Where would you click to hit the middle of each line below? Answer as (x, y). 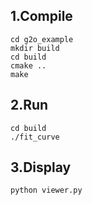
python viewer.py (46, 190)
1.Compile (41, 16)
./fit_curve (35, 137)
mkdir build (35, 48)
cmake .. (28, 65)
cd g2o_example (42, 39)
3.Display (41, 167)
